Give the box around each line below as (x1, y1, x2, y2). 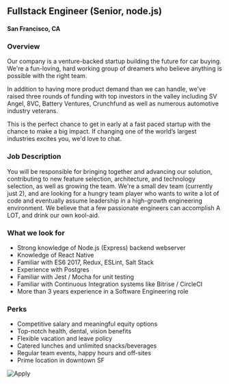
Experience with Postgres (16, 265, 90, 273)
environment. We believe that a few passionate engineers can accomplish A (7, 203, 221, 212)
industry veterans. (7, 107, 58, 115)
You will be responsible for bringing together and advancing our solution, (7, 167, 213, 175)
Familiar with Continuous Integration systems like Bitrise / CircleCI (16, 280, 203, 288)
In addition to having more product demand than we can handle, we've (7, 85, 206, 93)
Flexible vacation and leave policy (16, 335, 113, 343)
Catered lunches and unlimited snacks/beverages (16, 342, 157, 350)
